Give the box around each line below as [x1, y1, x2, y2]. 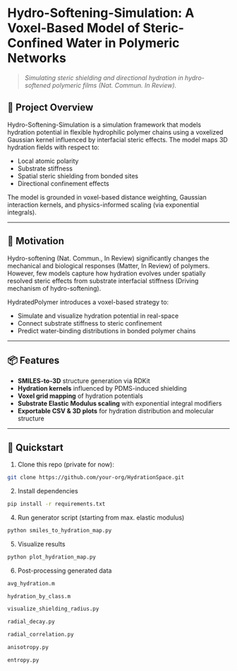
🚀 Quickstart [7, 441, 63, 454]
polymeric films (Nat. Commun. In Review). [51, 81, 177, 89]
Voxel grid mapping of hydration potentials [17, 391, 143, 401]
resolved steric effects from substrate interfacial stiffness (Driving [7, 276, 199, 285]
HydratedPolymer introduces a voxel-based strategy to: [7, 297, 169, 306]
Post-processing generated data [17, 566, 112, 575]
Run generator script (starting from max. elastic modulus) [17, 513, 185, 522]
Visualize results [17, 539, 66, 548]
